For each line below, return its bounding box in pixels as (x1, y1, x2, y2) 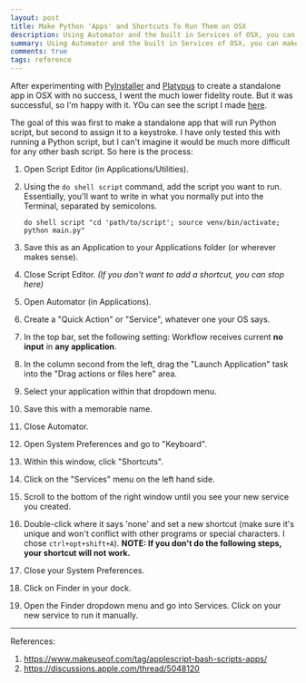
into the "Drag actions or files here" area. (23, 368, 178, 379)
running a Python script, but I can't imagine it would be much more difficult (10, 137, 291, 147)
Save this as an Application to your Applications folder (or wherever (23, 242, 276, 252)
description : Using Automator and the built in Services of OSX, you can (10, 30, 296, 39)
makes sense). (23, 251, 79, 262)
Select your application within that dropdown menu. (23, 386, 217, 396)
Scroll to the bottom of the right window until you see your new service (23, 492, 290, 502)
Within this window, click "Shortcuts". (23, 456, 164, 467)
